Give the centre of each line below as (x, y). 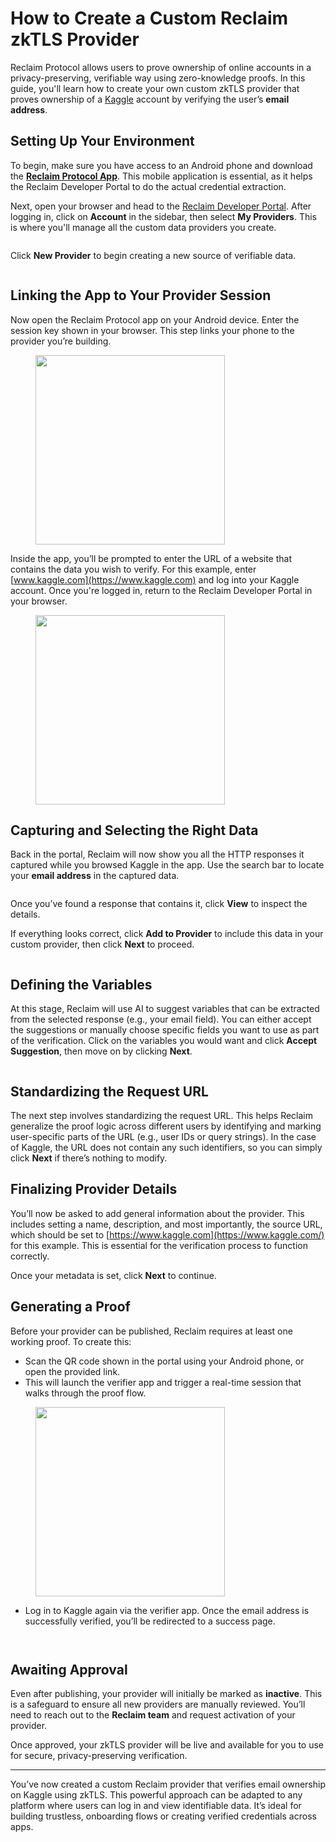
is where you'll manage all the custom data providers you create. (143, 227)
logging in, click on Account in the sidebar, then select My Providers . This (163, 216)
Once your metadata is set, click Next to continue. (113, 1275)
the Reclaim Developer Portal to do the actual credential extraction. (148, 186)
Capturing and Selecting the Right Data (134, 830)
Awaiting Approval (69, 1670)
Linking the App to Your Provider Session (141, 295)
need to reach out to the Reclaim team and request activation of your (153, 1715)
